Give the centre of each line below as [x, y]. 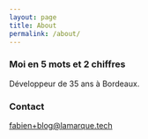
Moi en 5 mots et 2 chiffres [67, 64]
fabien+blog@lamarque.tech [61, 125]
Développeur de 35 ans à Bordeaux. [74, 84]
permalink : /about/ [45, 33]
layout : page [33, 17]
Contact [27, 106]
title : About [33, 26]
